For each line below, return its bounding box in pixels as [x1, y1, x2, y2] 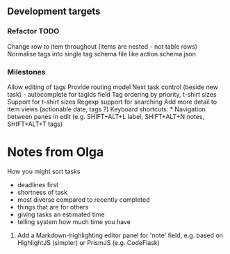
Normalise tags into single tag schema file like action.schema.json [7, 49, 197, 58]
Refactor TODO [7, 26, 60, 36]
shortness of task [17, 188, 68, 196]
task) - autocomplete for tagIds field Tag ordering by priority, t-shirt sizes [7, 90, 217, 98]
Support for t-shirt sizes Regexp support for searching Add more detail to [7, 97, 217, 106]
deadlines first [17, 180, 59, 189]
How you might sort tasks [7, 167, 81, 175]
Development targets [7, 6, 101, 17]
